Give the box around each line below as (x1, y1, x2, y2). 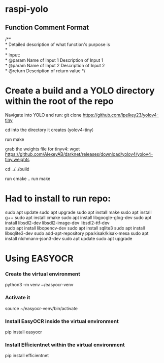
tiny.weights (5, 156, 30, 162)
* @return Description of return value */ (5, 68, 86, 74)
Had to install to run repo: (5, 193, 111, 204)
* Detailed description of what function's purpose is (5, 42, 110, 47)
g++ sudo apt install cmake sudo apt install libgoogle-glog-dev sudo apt (5, 214, 152, 221)
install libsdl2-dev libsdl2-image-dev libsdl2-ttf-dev (5, 220, 110, 226)
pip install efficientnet (5, 353, 49, 359)
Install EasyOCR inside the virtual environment (5, 318, 119, 324)
